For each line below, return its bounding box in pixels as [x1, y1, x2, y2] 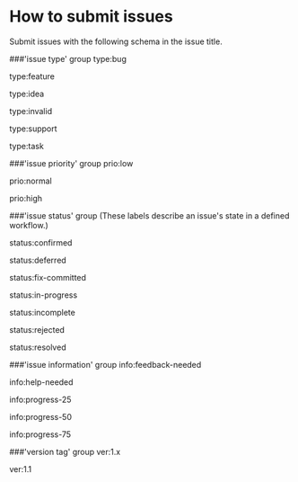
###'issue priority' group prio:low [9, 157, 134, 168]
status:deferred [9, 254, 67, 265]
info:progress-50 [9, 411, 73, 422]
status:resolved [9, 342, 66, 353]
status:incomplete [9, 307, 76, 317]
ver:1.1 [9, 463, 32, 474]
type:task [9, 140, 45, 151]
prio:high [9, 192, 43, 203]
